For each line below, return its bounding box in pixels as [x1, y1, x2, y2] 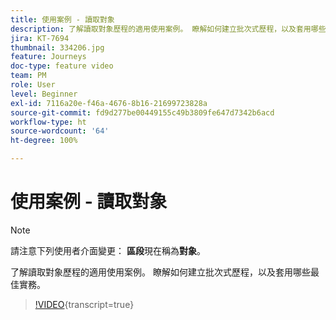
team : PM [10, 71, 47, 81]
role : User [10, 80, 56, 90]
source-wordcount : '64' [10, 126, 110, 136]
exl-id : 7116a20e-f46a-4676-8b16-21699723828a [10, 98, 208, 108]
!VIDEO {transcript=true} [34, 298, 135, 310]
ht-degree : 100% [10, 136, 78, 146]
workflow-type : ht [10, 117, 87, 127]
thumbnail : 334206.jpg [10, 42, 105, 53]
